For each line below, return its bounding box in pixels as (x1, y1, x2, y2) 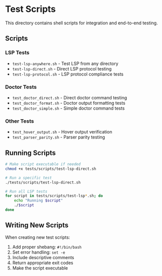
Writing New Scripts (5, 221, 69, 229)
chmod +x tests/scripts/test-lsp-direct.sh (5, 166, 97, 171)
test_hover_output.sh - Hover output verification (12, 129, 112, 135)
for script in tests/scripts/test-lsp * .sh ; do (5, 194, 103, 199)
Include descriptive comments (12, 254, 74, 260)
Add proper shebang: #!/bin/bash (12, 244, 82, 250)
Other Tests (5, 118, 34, 125)
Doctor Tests (5, 83, 37, 90)
